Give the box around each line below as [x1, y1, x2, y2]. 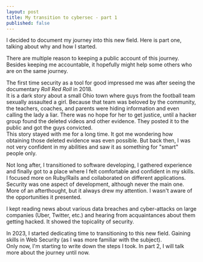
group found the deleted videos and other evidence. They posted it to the [6, 118, 189, 125]
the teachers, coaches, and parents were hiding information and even [6, 105, 179, 112]
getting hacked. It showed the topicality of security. [6, 218, 134, 225]
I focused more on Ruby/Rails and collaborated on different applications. [6, 174, 186, 182]
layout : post [6, 8, 39, 15]
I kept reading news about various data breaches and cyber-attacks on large [6, 205, 197, 212]
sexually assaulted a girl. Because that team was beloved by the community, [6, 98, 196, 106]
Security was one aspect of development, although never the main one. [6, 181, 184, 188]
